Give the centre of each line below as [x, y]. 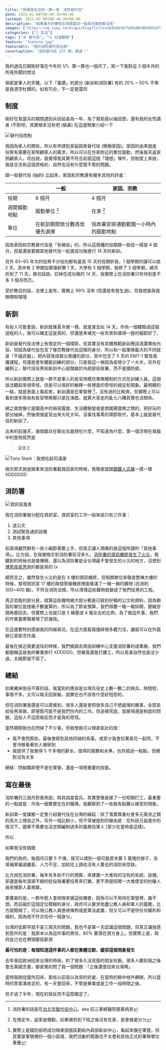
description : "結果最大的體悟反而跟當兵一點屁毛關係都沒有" [61, 24]
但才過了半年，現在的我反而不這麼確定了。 [48, 994]
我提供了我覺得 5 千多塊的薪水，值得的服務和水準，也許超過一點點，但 [84, 751]
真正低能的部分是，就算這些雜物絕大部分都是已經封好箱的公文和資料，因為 [81, 600]
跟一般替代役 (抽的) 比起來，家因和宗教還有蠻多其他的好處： [66, 175]
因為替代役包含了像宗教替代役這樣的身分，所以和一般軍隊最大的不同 [87, 350]
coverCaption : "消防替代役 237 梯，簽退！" [47, 51]
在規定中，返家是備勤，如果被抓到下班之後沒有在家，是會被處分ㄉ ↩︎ [82, 1020]
